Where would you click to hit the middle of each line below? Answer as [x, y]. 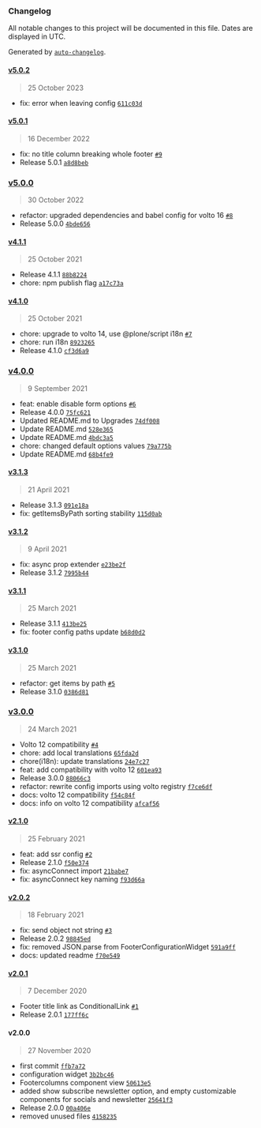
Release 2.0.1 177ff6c [54, 1015]
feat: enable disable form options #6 [78, 404]
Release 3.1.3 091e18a [54, 505]
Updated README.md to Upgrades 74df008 [89, 420]
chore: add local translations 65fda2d [79, 753]
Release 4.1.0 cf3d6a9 [54, 351]
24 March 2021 [52, 729]
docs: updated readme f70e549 [70, 955]
